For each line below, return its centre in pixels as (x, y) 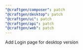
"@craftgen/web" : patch (30, 28)
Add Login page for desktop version (42, 42)
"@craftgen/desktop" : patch (34, 14)
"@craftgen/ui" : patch (28, 19)
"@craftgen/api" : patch (30, 24)
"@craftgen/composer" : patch (35, 10)
